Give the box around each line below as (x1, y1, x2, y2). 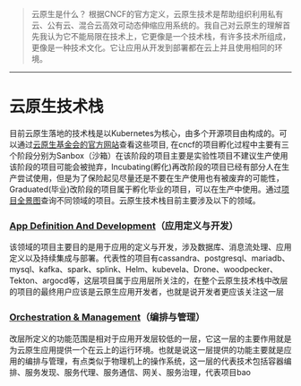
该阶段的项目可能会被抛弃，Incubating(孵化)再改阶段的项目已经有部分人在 (9, 161, 282, 172)
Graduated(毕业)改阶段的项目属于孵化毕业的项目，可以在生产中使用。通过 (9, 184, 282, 194)
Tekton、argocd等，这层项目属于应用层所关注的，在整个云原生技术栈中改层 (9, 275, 288, 286)
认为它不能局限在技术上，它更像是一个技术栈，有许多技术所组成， (47, 31, 291, 41)
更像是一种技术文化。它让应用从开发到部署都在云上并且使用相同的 (30, 42, 275, 53)
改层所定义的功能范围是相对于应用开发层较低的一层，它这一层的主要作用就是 (9, 333, 292, 344)
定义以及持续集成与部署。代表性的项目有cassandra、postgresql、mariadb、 (9, 253, 290, 263)
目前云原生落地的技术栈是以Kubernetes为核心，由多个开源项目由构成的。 (9, 127, 279, 138)
